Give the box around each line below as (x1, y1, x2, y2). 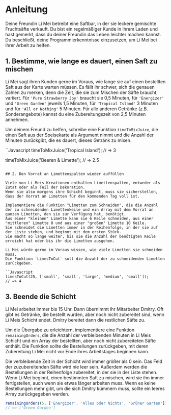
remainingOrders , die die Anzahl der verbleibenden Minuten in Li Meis (5, 332, 151, 338)
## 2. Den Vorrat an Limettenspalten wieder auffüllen (5, 171, 124, 177)
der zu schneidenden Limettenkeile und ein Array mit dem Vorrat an (5, 207, 154, 212)
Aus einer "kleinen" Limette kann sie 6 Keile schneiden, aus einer (5, 216, 154, 221)
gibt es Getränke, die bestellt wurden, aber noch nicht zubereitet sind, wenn (5, 311, 164, 318)
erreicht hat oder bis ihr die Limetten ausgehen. (5, 238, 115, 243)
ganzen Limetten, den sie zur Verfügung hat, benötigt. (5, 211, 126, 216)
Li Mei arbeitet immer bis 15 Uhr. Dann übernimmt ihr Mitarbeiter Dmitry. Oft (5, 306, 164, 312)
